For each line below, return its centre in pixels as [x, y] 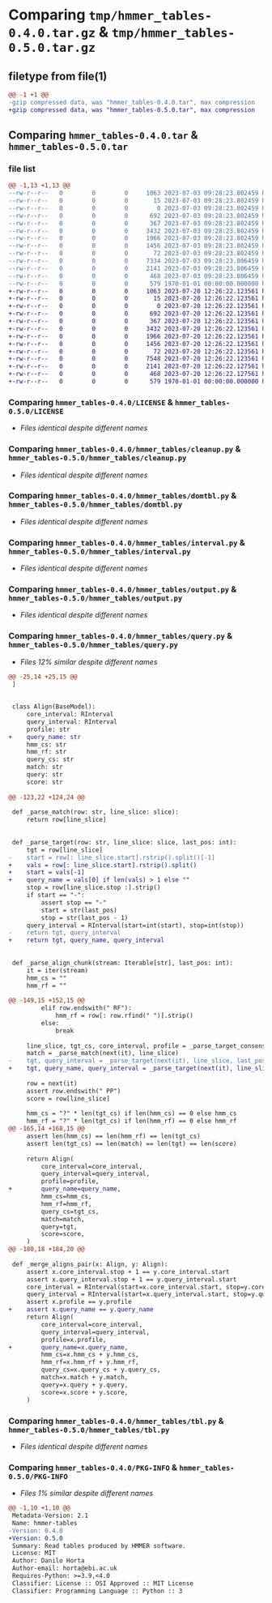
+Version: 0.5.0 [36, 1538]
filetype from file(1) [58, 76]
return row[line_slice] [66, 820]
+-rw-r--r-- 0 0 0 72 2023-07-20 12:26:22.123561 [134, 351]
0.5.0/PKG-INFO [38, 1476]
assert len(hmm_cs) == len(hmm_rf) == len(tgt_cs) [113, 1136]
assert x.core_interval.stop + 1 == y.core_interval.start [128, 1272]
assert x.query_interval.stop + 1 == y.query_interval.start [132, 1279]
